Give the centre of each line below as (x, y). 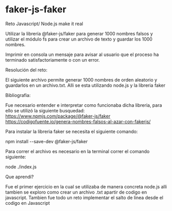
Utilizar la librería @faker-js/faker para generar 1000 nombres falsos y (79, 33)
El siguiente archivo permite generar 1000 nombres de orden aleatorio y (81, 80)
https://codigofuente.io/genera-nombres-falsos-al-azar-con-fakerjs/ (78, 121)
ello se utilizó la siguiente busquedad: (45, 110)
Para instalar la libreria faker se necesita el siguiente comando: (72, 131)
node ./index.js (21, 167)
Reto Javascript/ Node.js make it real (44, 24)
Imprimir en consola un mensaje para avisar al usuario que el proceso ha (82, 54)
